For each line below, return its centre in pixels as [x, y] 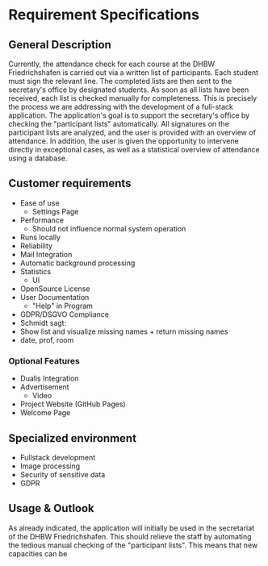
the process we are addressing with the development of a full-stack [121, 107]
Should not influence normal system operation [109, 228]
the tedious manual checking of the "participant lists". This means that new [133, 545]
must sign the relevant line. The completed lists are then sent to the [120, 81]
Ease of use [40, 202]
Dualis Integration [49, 379]
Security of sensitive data [63, 474]
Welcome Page [45, 413]
